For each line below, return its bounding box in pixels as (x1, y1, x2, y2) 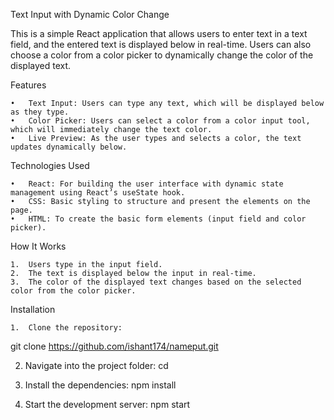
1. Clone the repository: (10, 323, 123, 333)
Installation (10, 304, 56, 315)
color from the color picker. (10, 286, 137, 296)
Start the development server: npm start (24, 399, 191, 410)
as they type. (10, 107, 70, 117)
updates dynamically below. (10, 142, 128, 152)
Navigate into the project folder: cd (24, 360, 169, 371)
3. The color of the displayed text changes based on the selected (10, 277, 302, 287)
